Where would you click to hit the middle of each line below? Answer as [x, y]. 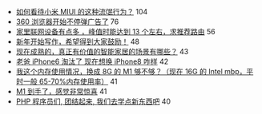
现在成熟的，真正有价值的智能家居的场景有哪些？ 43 [102, 51]
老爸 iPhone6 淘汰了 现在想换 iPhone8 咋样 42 [92, 61]
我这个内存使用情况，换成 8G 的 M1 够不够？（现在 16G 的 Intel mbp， [131, 71]
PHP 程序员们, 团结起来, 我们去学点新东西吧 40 [93, 101]
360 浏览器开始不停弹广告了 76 [67, 22]
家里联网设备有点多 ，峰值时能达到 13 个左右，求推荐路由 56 [115, 31]
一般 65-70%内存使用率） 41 [70, 81]
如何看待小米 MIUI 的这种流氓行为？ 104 [82, 12]
